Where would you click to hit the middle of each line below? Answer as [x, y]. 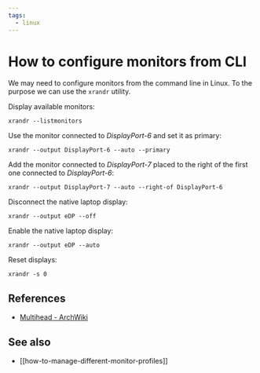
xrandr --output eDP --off [52, 217]
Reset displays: [33, 260]
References [37, 298]
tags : [17, 15]
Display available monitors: [52, 107]
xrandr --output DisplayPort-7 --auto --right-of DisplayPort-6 [115, 188]
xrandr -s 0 [27, 274]
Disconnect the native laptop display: [68, 202]
